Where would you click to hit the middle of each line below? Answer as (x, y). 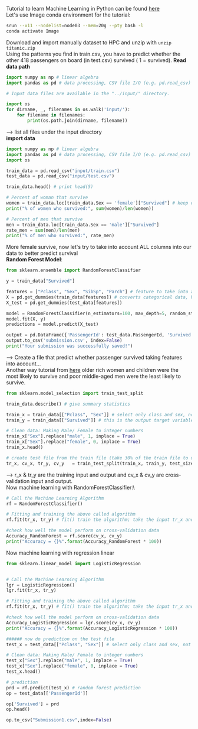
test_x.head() (24, 672)
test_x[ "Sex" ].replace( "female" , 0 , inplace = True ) (72, 666)
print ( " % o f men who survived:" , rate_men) (60, 236)
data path (18, 66)
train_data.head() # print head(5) (50, 187)
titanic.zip (21, 48)
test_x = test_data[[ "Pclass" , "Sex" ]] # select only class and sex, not (99, 644)
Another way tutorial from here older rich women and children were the (92, 370)
